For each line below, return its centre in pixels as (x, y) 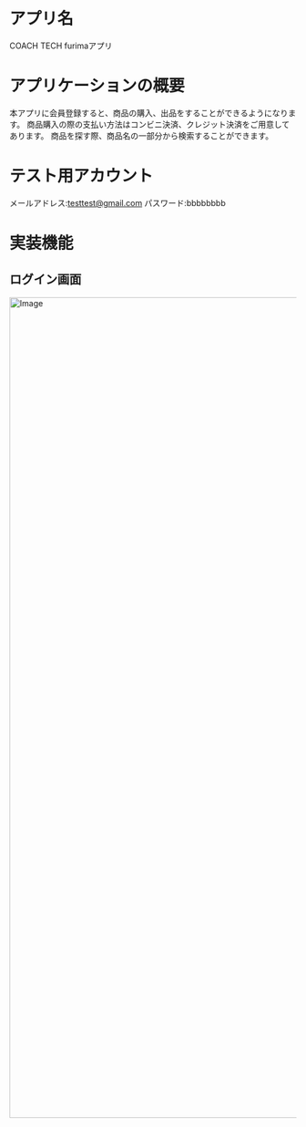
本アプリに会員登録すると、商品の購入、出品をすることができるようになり (149, 113)
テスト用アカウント (82, 176)
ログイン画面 (46, 279)
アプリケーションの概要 (97, 86)
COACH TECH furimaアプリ (61, 46)
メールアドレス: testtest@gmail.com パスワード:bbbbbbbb (117, 202)
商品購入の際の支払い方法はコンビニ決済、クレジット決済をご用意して (158, 124)
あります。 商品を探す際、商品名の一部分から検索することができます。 (142, 135)
